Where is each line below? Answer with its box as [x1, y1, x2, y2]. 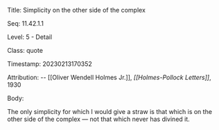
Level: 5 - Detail [7, 33, 53, 41]
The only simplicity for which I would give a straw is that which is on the [7, 108, 213, 115]
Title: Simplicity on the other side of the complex [7, 6, 146, 14]
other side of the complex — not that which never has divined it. [7, 115, 191, 123]
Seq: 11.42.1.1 [7, 19, 44, 27]
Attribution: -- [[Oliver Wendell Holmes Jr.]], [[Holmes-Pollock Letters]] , [7, 73, 211, 81]
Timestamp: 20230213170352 [7, 60, 92, 68]
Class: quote [7, 47, 44, 54]
